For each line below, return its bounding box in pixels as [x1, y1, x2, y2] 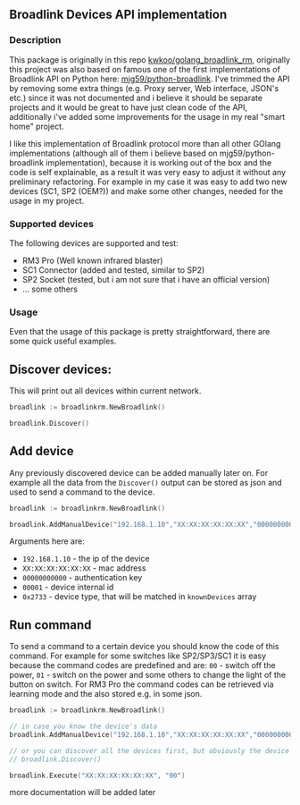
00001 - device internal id [21, 581, 114, 593]
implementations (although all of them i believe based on [9, 148, 218, 158]
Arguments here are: [9, 536, 85, 547]
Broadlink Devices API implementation [9, 7, 228, 22]
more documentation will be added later [9, 787, 156, 798]
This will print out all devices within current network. [9, 386, 202, 396]
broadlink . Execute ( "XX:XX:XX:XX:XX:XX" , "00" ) [9, 771, 186, 780]
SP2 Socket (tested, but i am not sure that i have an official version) [21, 274, 271, 284]
